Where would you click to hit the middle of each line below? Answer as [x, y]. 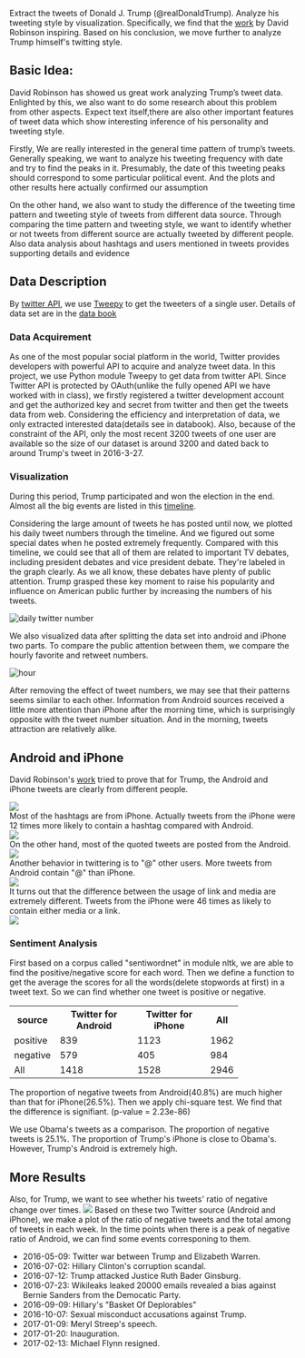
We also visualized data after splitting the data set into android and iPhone [148, 636]
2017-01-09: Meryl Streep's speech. [90, 1324]
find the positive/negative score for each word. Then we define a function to [152, 973]
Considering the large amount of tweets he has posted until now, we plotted [151, 524]
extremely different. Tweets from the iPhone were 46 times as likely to [140, 901]
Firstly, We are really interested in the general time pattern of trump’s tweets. [152, 148]
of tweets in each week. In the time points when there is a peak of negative [150, 1229]
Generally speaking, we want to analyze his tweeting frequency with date [146, 158]
